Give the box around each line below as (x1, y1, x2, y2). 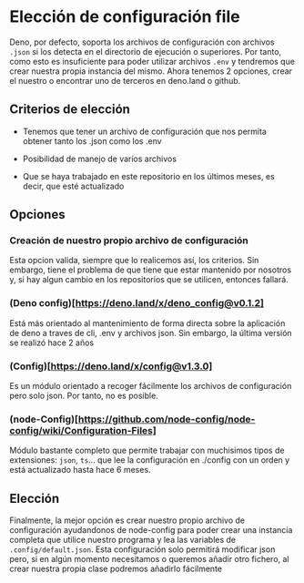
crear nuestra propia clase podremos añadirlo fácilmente (9, 563, 223, 575)
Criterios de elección (9, 102, 130, 118)
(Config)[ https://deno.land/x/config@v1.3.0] (9, 360, 213, 373)
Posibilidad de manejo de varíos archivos (22, 153, 177, 164)
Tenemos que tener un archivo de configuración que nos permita (22, 126, 267, 137)
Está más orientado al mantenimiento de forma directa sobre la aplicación (9, 317, 286, 329)
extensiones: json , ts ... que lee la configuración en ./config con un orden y (9, 455, 290, 465)
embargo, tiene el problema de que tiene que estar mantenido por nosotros (9, 264, 292, 275)
